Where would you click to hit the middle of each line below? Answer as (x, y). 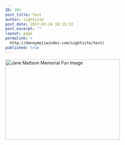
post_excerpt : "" (23, 29)
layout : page (19, 33)
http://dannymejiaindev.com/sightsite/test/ (57, 43)
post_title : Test (23, 15)
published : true (22, 48)
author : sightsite (24, 19)
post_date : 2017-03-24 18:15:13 (39, 24)
